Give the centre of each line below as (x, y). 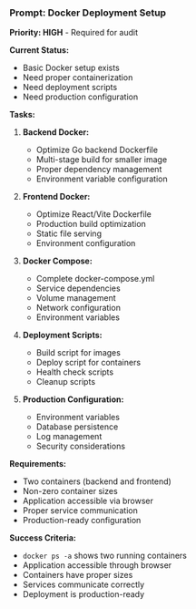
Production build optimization (91, 224)
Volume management (76, 298)
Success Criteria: (43, 538)
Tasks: (22, 115)
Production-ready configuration (82, 521)
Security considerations (80, 446)
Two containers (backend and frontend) (97, 481)
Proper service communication (80, 511)
